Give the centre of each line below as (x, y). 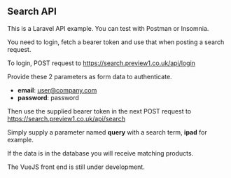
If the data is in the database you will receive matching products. (100, 153)
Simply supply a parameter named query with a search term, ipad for (107, 132)
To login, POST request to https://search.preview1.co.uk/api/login (101, 63)
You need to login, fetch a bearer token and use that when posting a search (116, 42)
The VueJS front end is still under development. (76, 167)
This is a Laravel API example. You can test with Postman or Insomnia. (108, 28)
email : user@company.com (57, 90)
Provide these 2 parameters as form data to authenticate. (90, 76)
